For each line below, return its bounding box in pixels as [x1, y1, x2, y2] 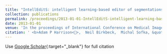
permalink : [5, 16, 28, 21]
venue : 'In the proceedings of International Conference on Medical [5, 26, 150, 30]
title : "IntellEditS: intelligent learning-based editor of [5, 7, 133, 12]
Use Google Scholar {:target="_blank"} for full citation [5, 44, 114, 49]
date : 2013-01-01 [5, 21, 41, 26]
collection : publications [5, 12, 59, 17]
